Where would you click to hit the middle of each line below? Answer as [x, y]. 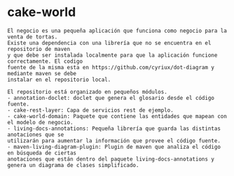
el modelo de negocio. [40, 122]
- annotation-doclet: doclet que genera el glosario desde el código [111, 98]
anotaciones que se [36, 134]
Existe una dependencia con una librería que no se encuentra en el [109, 43]
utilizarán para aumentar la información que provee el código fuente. [114, 140]
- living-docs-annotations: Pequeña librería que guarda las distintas [114, 129]
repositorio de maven [39, 49]
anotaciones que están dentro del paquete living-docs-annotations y [111, 159]
